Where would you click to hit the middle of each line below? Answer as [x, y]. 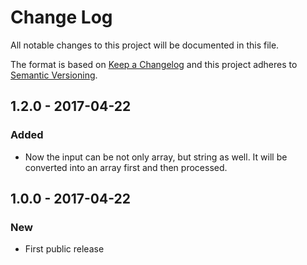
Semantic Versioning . [54, 75]
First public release [64, 249]
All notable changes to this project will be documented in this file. [145, 45]
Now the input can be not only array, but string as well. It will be [156, 157]
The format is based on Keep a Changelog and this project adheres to [154, 64]
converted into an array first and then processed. [126, 167]
